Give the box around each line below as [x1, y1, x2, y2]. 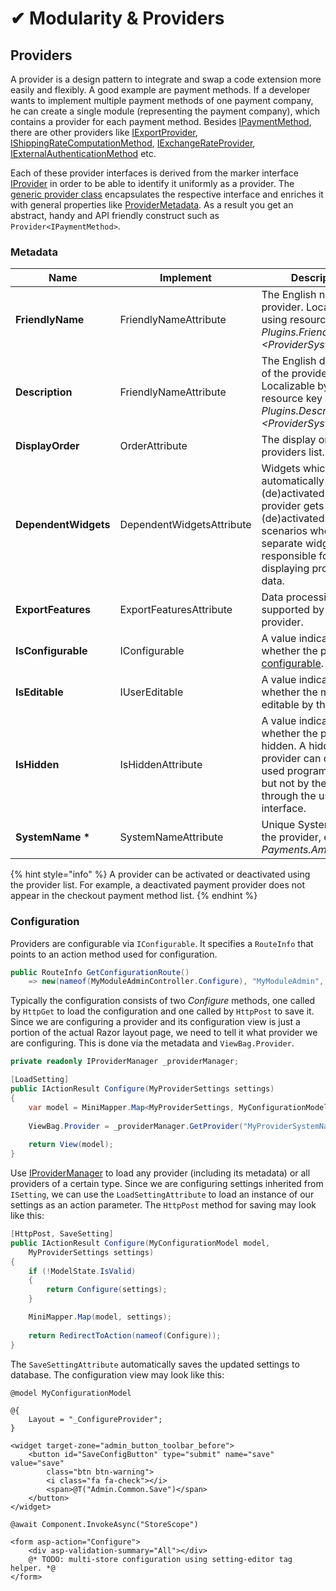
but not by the [261, 777, 327, 791]
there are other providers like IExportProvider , [10, 127, 198, 138]
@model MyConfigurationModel [10, 1388, 132, 1398]
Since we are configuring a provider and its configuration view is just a [10, 1016, 301, 1028]
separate [261, 537, 303, 551]
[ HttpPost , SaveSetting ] [10, 1229, 114, 1239]
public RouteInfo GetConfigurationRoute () [10, 967, 190, 977]
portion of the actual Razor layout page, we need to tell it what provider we [10, 1027, 318, 1039]
